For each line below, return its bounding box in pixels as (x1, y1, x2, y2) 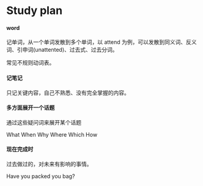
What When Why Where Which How (6, 131, 98, 138)
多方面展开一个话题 (6, 104, 55, 112)
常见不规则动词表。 (6, 59, 55, 66)
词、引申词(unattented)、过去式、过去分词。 (6, 46, 118, 54)
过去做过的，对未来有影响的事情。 (6, 160, 92, 168)
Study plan (6, 4, 63, 18)
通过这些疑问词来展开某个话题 (6, 118, 81, 126)
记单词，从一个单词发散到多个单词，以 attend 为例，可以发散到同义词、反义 (6, 38, 197, 46)
